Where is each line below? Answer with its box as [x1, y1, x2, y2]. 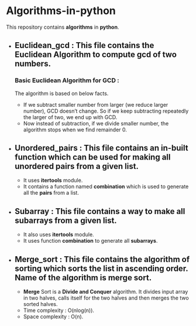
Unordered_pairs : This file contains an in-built [14, 143, 188, 153]
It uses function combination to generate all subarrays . [23, 237, 158, 244]
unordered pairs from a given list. [14, 161, 139, 171]
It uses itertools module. [23, 177, 83, 184]
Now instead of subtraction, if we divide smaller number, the [23, 120, 169, 127]
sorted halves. [23, 301, 58, 308]
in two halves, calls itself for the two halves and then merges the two [23, 294, 189, 301]
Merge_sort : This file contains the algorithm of [14, 254, 190, 264]
